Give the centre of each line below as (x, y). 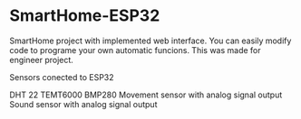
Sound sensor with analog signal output (83, 104)
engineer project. (42, 59)
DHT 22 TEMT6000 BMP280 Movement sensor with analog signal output (146, 95)
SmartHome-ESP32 (85, 16)
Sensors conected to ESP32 (62, 77)
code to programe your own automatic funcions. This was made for (135, 50)
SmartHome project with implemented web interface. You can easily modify (150, 41)
